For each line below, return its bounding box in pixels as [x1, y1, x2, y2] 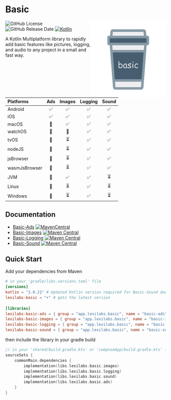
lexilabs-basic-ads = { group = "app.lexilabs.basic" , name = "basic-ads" [5, 311, 167, 316]
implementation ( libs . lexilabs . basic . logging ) [23, 369, 122, 374]
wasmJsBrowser [7, 164, 42, 171]
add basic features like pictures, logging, [5, 41, 91, 47]
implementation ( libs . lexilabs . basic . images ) [23, 363, 120, 368]
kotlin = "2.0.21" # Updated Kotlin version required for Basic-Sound [5, 290, 158, 295]
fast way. [5, 52, 24, 58]
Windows [7, 193, 27, 199]
